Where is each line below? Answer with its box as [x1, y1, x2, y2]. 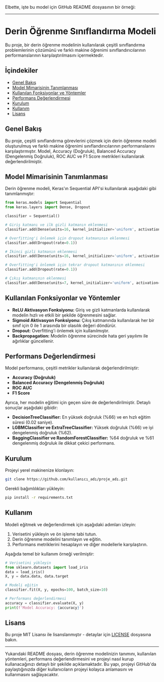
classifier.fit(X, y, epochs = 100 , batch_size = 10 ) [5, 587, 108, 593]
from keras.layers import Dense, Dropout [5, 205, 91, 210]
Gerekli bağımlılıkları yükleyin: [5, 486, 65, 491]
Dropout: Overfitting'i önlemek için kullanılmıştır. [12, 327, 110, 334]
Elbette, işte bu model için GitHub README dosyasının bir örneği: [5, 4, 136, 10]
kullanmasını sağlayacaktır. [5, 672, 60, 678]
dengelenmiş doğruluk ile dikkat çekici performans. [12, 440, 116, 446]
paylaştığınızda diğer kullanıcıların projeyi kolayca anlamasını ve [5, 666, 133, 672]
